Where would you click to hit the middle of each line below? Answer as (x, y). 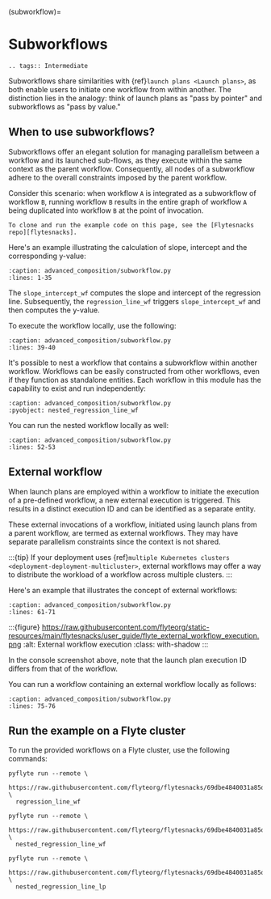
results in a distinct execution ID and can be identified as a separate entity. (132, 508)
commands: (28, 759)
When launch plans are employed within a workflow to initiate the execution (134, 491)
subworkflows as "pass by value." (65, 106)
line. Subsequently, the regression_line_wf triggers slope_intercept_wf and (134, 301)
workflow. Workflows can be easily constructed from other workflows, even (134, 371)
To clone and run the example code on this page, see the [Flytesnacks (131, 225)
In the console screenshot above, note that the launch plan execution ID (128, 659)
